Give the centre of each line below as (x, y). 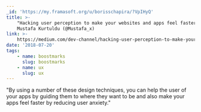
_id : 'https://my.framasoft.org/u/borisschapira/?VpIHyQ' (80, 12)
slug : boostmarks (44, 62)
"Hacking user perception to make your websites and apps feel (98, 23)
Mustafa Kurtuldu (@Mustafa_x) (56, 28)
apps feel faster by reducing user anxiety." (59, 103)
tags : (13, 51)
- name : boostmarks (41, 56)
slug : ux (33, 73)
